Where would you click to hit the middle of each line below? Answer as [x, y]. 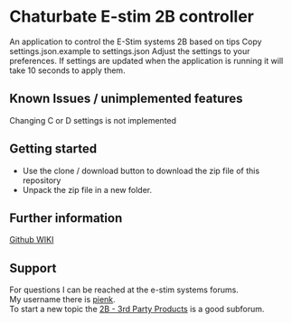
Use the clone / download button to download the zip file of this [141, 171]
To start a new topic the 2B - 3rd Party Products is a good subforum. [137, 309]
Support [33, 268]
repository [42, 180]
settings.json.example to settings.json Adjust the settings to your [130, 51]
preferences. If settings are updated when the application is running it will [146, 60]
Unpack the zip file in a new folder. [87, 189]
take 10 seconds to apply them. [67, 70]
